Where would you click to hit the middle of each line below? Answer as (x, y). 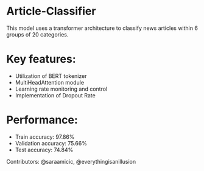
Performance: (42, 120)
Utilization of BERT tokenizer (51, 76)
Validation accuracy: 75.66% (51, 143)
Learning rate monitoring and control (61, 89)
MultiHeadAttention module (49, 82)
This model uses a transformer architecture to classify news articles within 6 (102, 28)
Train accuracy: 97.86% (45, 137)
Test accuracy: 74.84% (44, 150)
